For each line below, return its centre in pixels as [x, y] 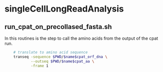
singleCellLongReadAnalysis [64, 9]
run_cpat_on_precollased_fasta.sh [58, 27]
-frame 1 [40, 66]
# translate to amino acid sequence [51, 52]
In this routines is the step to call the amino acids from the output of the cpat [81, 38]
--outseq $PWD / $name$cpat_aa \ [62, 61]
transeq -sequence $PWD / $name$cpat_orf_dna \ [61, 57]
